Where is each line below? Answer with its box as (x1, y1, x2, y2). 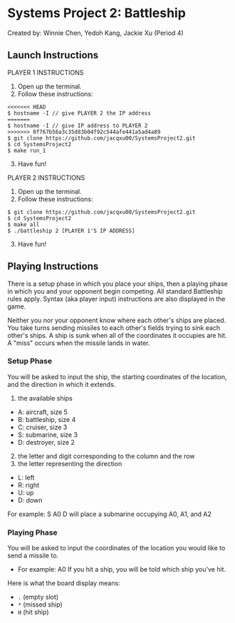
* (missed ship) (17, 600, 63, 609)
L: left (17, 473, 35, 482)
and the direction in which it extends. (7, 380, 116, 388)
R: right (17, 480, 40, 489)
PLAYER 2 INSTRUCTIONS (7, 173, 85, 182)
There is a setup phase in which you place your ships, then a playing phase (7, 279, 228, 288)
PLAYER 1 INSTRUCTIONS (7, 68, 84, 76)
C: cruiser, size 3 (17, 423, 68, 431)
